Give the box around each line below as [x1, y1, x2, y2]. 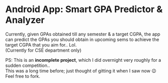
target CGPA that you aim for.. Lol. [5, 41, 77, 48]
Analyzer [5, 14, 45, 26]
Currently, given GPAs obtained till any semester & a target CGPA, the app [5, 31, 161, 37]
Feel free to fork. [5, 73, 40, 79]
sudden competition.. [5, 62, 50, 68]
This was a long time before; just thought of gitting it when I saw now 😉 [5, 67, 157, 74]
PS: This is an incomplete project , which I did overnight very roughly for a [5, 57, 161, 63]
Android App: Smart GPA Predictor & [5, 4, 163, 15]
